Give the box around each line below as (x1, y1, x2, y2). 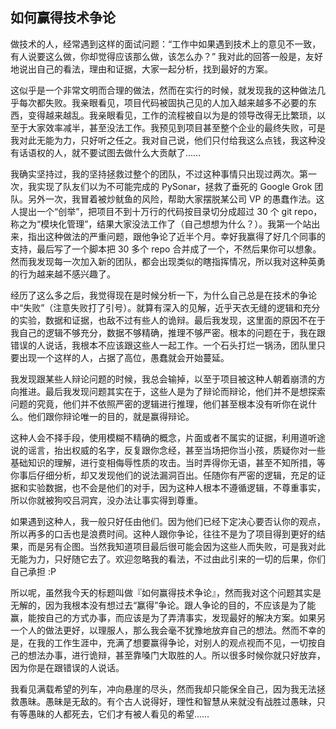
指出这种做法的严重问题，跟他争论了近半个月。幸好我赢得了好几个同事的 (27, 230, 326, 242)
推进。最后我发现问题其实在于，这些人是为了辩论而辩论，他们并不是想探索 (18, 385, 326, 397)
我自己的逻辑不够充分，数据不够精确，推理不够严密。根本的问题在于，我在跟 (10, 326, 326, 338)
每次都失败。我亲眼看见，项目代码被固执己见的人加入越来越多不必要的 (18, 96, 308, 108)
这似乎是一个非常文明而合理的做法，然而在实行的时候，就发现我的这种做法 (10, 84, 317, 96)
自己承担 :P (10, 565, 57, 577)
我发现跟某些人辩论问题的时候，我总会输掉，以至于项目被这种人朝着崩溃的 (10, 373, 317, 385)
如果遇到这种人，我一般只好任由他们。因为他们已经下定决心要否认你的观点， (10, 515, 326, 527)
